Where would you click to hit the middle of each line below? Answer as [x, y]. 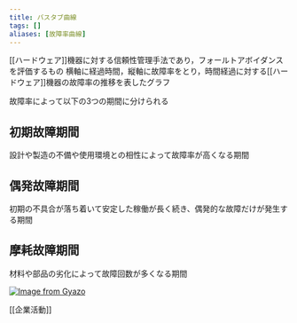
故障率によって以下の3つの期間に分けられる [89, 101]
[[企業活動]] [31, 309]
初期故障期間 [44, 132]
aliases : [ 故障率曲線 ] [48, 34]
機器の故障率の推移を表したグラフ [108, 83]
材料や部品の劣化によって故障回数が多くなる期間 [98, 273]
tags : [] [25, 26]
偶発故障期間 [44, 186]
